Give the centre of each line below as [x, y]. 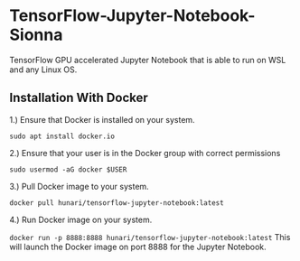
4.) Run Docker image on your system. [81, 219]
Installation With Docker [79, 98]
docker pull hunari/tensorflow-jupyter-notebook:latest [117, 203]
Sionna [36, 35]
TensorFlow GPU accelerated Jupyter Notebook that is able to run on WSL [148, 60]
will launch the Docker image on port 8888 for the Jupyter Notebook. [138, 247]
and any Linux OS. [43, 70]
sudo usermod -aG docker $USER [68, 169]
